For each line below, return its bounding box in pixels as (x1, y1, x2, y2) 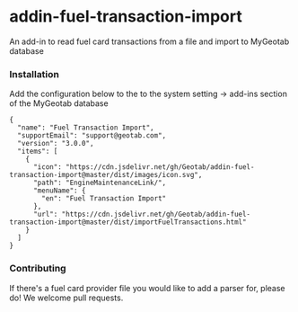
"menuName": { (32, 186, 87, 195)
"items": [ (17, 147, 58, 156)
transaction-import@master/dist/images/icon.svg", (9, 171, 203, 180)
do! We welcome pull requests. (9, 292, 124, 303)
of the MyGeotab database (9, 98, 110, 109)
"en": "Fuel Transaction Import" (41, 194, 167, 203)
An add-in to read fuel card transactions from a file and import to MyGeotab (9, 36, 290, 47)
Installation (9, 67, 60, 80)
